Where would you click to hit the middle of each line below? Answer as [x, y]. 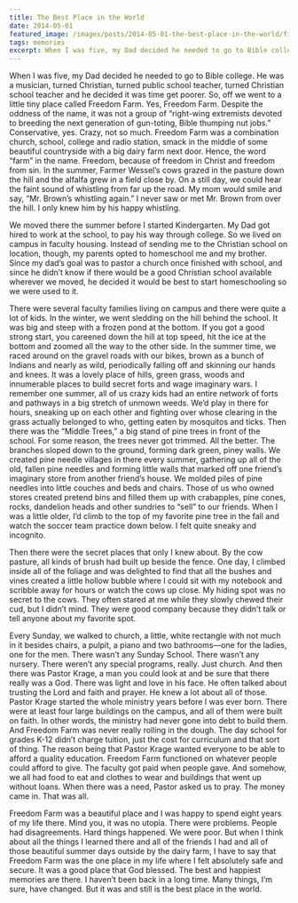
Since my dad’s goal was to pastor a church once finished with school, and [146, 263]
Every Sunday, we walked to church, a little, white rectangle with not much [145, 635]
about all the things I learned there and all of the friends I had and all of [139, 842]
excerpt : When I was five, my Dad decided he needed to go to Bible [138, 51]
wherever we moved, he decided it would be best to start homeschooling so [148, 282]
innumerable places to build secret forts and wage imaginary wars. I [133, 384]
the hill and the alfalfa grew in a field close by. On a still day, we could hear [145, 180]
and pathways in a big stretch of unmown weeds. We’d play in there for [139, 403]
